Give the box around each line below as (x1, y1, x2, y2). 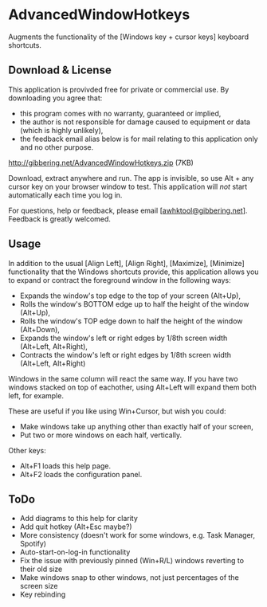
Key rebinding (19, 589, 66, 599)
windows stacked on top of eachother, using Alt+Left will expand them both (8, 382, 257, 392)
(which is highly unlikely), (19, 125, 104, 135)
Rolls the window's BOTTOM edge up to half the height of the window (19, 299, 249, 308)
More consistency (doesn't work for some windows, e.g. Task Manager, (19, 531, 256, 540)
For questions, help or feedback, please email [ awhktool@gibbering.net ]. (8, 206, 248, 215)
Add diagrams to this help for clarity (19, 514, 138, 523)
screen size (19, 582, 58, 591)
